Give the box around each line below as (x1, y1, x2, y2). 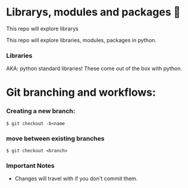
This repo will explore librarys (6, 25, 79, 32)
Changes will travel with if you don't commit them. (14, 175, 138, 182)
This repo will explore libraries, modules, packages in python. (6, 36, 156, 43)
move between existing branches (6, 134, 105, 142)
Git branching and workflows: (6, 86, 156, 99)
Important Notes (6, 161, 55, 170)
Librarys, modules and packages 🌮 (6, 5, 181, 19)
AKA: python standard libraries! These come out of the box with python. (6, 65, 183, 72)
